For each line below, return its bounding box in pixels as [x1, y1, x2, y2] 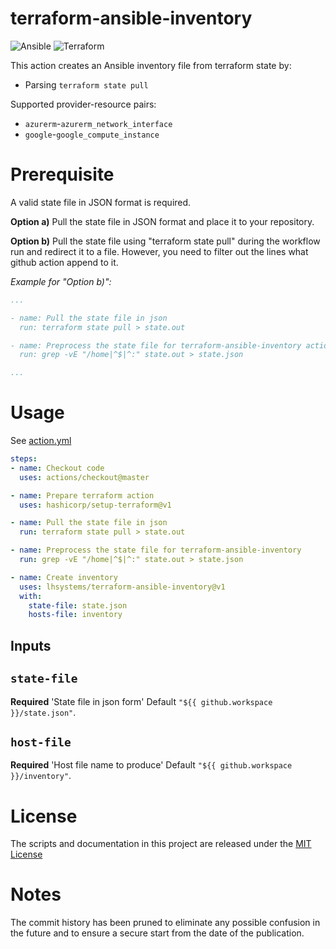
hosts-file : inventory [28, 610, 123, 620]
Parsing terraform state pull [24, 78, 149, 91]
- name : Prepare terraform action [10, 490, 155, 501]
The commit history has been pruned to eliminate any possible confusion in [10, 917, 321, 929]
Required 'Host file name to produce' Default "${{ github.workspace [10, 759, 293, 771]
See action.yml [10, 435, 72, 447]
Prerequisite [10, 163, 115, 186]
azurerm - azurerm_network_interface [24, 117, 173, 129]
